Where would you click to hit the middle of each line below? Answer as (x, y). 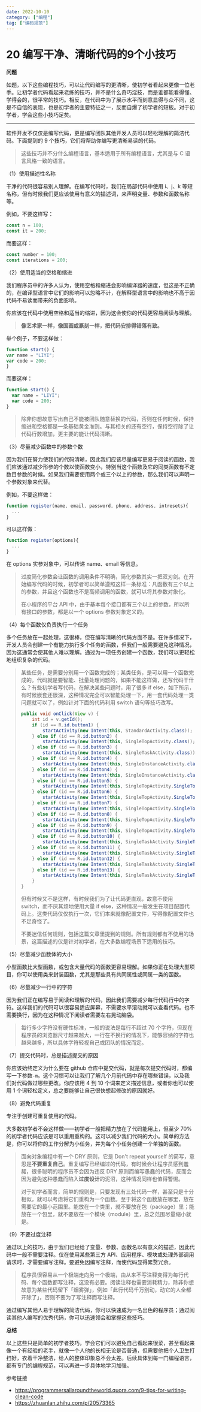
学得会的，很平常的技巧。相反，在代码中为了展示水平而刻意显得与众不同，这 (100, 100)
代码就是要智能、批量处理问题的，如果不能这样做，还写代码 (110, 680)
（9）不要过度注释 (29, 1235)
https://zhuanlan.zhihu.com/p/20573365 (65, 1403)
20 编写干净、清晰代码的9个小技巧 (91, 54)
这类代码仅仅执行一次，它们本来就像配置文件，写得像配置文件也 (115, 914)
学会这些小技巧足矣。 (48, 115)
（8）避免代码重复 (29, 1103)
